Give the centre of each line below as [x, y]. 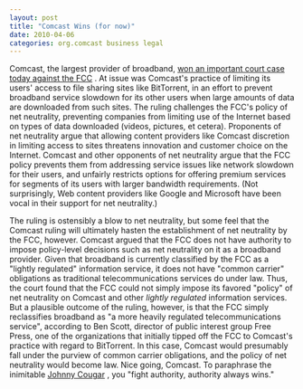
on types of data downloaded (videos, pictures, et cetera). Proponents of [146, 127]
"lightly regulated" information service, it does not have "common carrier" [147, 269]
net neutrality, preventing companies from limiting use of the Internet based [150, 117]
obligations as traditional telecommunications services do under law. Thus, [148, 279]
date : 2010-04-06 [42, 34]
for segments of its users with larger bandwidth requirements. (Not [134, 184]
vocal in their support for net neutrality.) [84, 204]
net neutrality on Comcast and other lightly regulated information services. [148, 298]
